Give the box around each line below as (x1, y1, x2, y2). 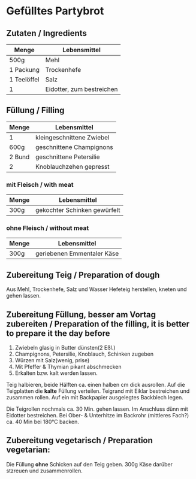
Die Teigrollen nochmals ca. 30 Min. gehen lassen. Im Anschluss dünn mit (6, 405, 189, 413)
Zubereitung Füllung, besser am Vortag (6, 310, 156, 320)
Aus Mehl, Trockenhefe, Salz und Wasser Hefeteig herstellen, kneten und (6, 286, 187, 293)
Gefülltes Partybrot (6, 4, 104, 18)
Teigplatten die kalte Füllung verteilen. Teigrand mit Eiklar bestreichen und (6, 387, 190, 395)
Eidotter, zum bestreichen (45, 85, 118, 93)
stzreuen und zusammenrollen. (6, 467, 83, 474)
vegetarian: (6, 445, 51, 455)
